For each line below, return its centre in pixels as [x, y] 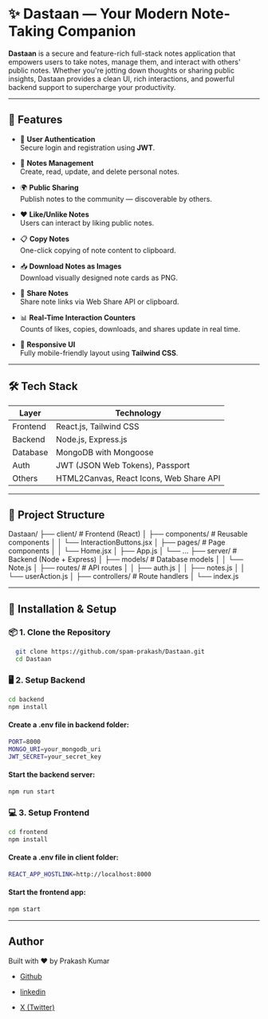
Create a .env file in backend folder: [69, 725]
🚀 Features [35, 120]
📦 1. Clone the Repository [59, 632]
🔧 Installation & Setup [63, 609]
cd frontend [28, 832]
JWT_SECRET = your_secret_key [55, 757]
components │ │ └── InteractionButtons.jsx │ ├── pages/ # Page [117, 542]
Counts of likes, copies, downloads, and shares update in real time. [130, 329]
